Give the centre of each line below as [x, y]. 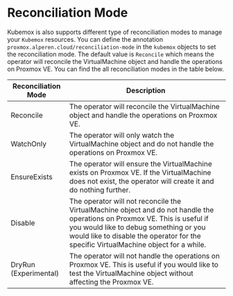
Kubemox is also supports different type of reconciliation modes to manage [115, 32]
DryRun [23, 264]
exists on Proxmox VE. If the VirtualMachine [140, 172]
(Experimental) [35, 273]
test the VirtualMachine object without [131, 273]
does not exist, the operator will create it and [141, 181]
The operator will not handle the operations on [145, 256]
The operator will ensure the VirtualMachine [141, 163]
